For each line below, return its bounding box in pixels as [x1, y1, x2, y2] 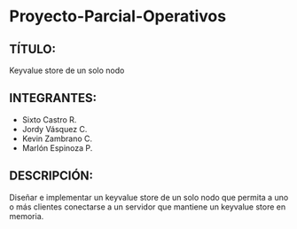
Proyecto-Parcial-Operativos [9, 6, 227, 27]
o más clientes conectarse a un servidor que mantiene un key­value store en [9, 201, 286, 212]
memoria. [9, 210, 44, 221]
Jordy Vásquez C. [21, 123, 88, 134]
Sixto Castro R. [21, 114, 77, 125]
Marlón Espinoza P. [21, 142, 93, 153]
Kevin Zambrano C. [21, 133, 93, 144]
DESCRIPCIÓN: [9, 169, 94, 184]
